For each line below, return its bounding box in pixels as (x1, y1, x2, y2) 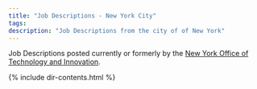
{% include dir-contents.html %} (8, 73, 116, 83)
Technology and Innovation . (8, 57, 101, 67)
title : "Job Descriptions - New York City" (8, 11, 157, 20)
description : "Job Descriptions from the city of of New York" (8, 26, 226, 34)
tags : (8, 19, 27, 27)
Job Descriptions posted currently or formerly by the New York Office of (8, 49, 249, 59)
